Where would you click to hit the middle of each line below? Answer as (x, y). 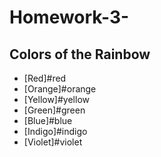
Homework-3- (69, 17)
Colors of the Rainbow (80, 54)
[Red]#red (45, 78)
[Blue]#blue (48, 120)
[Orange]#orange (60, 89)
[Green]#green (54, 110)
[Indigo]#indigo (55, 131)
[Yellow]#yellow (56, 99)
